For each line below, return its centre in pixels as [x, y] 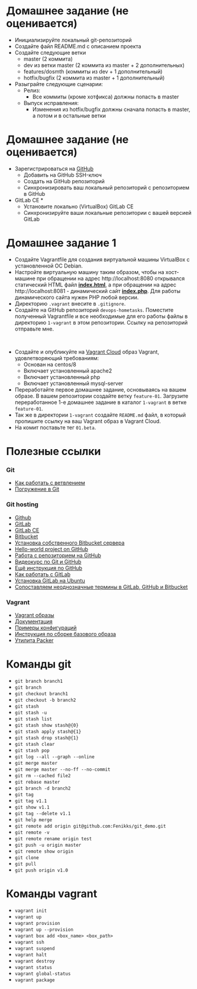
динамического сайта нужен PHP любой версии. [77, 297]
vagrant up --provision [44, 930]
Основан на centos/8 [50, 364]
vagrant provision [37, 923]
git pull [25, 864]
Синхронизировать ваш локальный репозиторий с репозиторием [106, 187]
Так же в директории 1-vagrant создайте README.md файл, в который [100, 415]
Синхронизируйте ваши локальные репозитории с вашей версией [107, 212]
